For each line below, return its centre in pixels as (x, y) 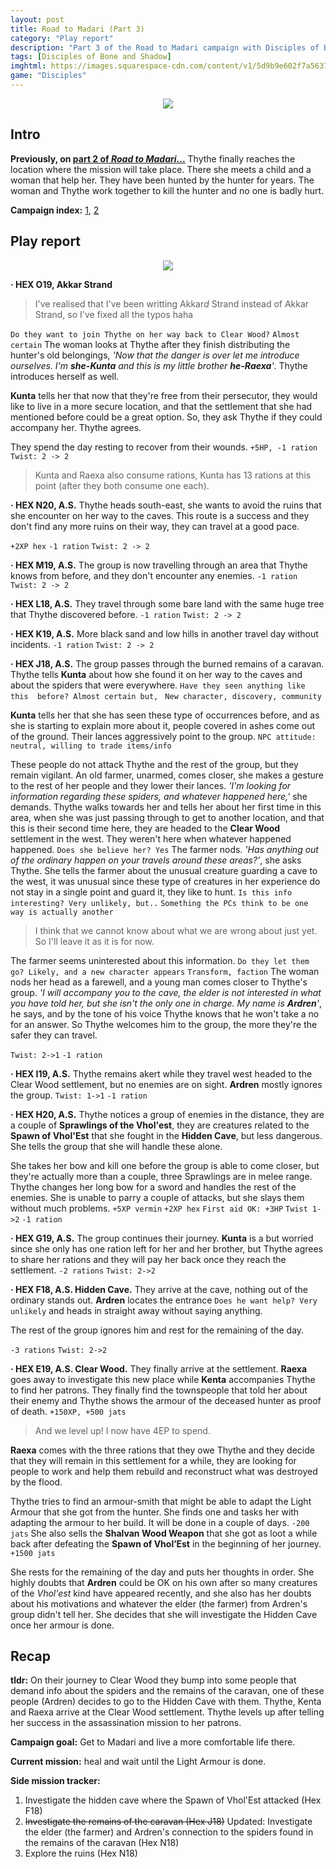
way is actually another (62, 912)
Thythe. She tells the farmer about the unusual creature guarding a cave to (164, 870)
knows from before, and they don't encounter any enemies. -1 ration (154, 575)
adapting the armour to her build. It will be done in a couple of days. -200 (160, 1522)
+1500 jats (33, 1553)
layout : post (37, 19)
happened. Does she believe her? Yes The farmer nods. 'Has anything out (164, 849)
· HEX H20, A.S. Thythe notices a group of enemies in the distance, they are (167, 1114)
